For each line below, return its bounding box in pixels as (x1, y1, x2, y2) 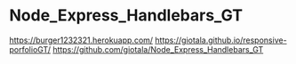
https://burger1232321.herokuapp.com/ (9, 35, 154, 45)
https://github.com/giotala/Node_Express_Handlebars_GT (52, 44, 264, 54)
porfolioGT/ (9, 44, 52, 54)
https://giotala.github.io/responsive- (155, 35, 287, 45)
